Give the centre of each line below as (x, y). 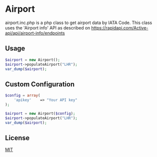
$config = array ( (23, 96)
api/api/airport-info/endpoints (35, 33)
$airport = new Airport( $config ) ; (40, 113)
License (17, 138)
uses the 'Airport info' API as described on (48, 27)
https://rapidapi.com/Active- (120, 27)
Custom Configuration (40, 84)
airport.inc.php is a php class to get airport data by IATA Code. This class (79, 23)
